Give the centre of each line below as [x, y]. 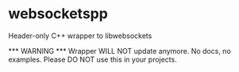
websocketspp [58, 14]
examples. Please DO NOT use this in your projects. [93, 59]
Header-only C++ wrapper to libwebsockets [80, 36]
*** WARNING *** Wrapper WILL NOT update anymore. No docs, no [120, 51]
